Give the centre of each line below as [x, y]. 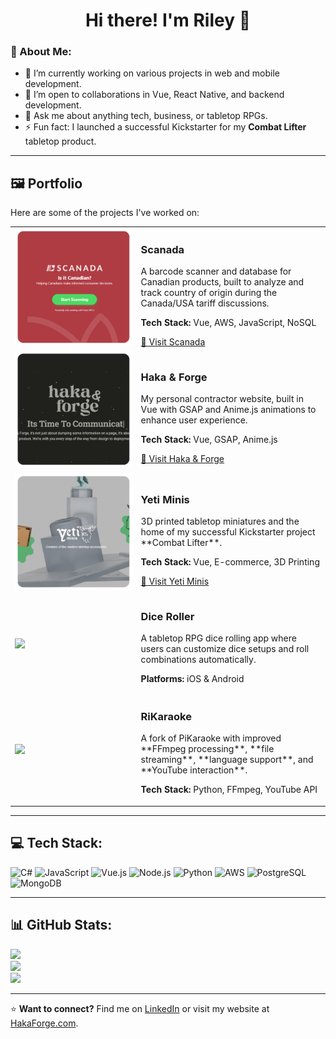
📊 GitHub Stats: [61, 925]
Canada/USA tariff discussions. [205, 303]
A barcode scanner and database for [216, 271]
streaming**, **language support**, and [227, 760]
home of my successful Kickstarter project [228, 532]
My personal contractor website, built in [222, 399]
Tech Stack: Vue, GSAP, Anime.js [209, 440]
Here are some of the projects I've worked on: [105, 213]
